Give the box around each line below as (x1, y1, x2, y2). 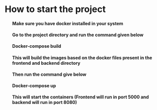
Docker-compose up (12, 82, 56, 88)
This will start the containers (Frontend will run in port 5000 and (12, 94, 149, 100)
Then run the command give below (12, 71, 87, 77)
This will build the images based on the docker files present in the (12, 54, 152, 61)
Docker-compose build (12, 43, 61, 49)
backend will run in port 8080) (12, 99, 77, 105)
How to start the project (5, 4, 106, 15)
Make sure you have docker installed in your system (12, 20, 124, 26)
